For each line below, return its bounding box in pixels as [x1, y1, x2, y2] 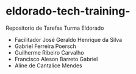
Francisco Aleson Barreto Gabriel [14, 55, 98, 62]
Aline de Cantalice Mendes [14, 62, 83, 69]
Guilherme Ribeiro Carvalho [14, 49, 84, 56]
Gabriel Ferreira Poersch [14, 42, 77, 50]
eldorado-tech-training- [5, 4, 131, 18]
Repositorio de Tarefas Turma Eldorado [5, 24, 104, 32]
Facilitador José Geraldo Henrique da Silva [14, 36, 123, 43]
